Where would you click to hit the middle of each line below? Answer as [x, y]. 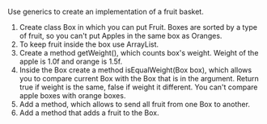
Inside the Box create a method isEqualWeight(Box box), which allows [136, 70]
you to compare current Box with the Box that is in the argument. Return [139, 79]
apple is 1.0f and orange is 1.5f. [71, 61]
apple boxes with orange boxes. [72, 95]
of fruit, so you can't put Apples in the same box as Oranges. [121, 36]
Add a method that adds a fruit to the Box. [89, 113]
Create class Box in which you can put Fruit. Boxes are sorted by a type [138, 27]
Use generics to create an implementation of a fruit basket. [106, 12]
